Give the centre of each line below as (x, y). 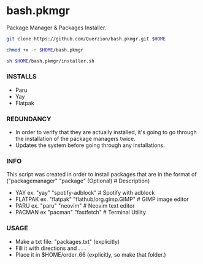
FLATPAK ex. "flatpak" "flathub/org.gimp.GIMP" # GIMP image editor (102, 199)
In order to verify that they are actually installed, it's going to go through (106, 132)
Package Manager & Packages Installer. (56, 28)
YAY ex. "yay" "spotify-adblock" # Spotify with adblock (85, 193)
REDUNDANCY (29, 119)
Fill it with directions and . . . (51, 248)
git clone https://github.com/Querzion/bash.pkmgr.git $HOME (86, 39)
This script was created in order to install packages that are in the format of (102, 175)
